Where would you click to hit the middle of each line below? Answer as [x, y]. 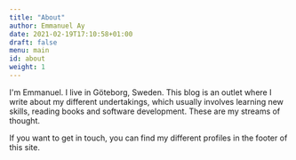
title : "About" [37, 17]
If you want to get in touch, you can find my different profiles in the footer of [148, 138]
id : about [28, 59]
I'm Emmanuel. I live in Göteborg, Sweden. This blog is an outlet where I [140, 92]
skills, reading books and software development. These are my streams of [145, 111]
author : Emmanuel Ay [48, 26]
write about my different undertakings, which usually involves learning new [147, 101]
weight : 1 [28, 68]
